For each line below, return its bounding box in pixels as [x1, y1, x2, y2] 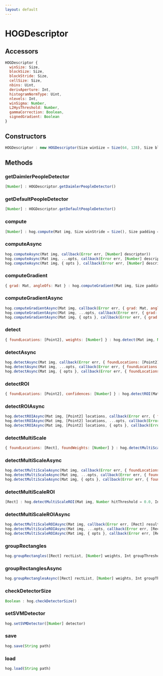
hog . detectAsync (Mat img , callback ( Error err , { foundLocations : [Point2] [5, 360, 160, 365]
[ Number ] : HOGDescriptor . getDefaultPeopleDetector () [5, 207, 116, 212]
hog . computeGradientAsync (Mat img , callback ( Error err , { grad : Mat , [5, 305, 149, 311]
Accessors [5, 47, 39, 56]
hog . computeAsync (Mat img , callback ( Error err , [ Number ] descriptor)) [5, 252, 151, 256]
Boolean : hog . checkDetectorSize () [5, 598, 77, 604]
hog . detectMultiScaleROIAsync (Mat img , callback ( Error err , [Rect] [5, 522, 145, 527]
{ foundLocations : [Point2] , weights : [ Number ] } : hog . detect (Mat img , [5, 337, 155, 342]
